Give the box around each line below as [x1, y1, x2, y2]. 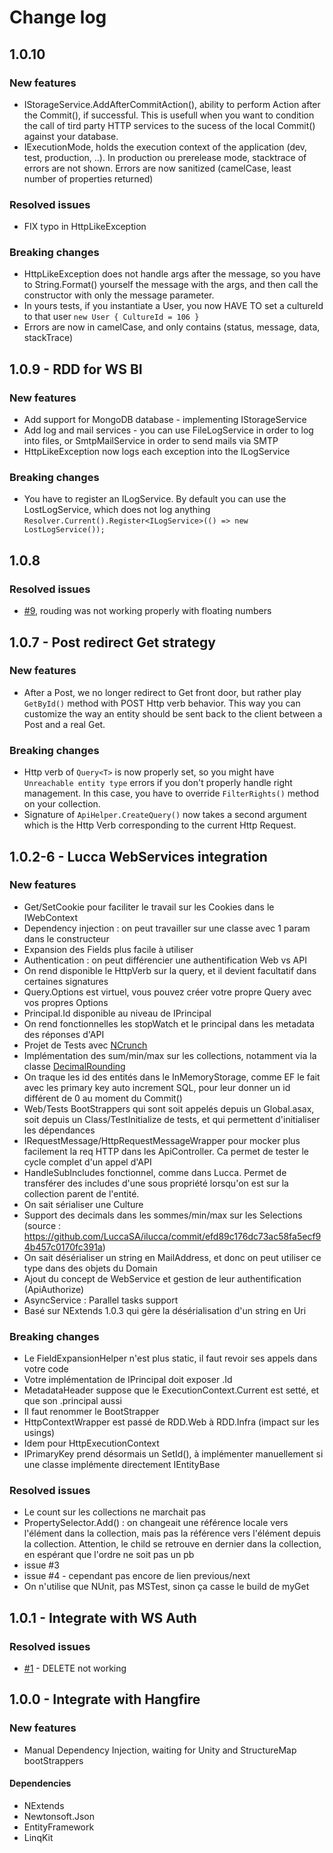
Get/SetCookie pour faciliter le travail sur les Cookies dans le [23, 901, 275, 913]
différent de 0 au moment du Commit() [23, 1092, 183, 1104]
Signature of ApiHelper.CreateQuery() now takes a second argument [23, 809, 307, 821]
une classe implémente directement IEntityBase [23, 1459, 221, 1471]
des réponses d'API [23, 1028, 105, 1040]
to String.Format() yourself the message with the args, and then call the [23, 279, 319, 291]
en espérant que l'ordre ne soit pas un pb [23, 1549, 195, 1561]
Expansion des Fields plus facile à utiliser [23, 943, 194, 955]
